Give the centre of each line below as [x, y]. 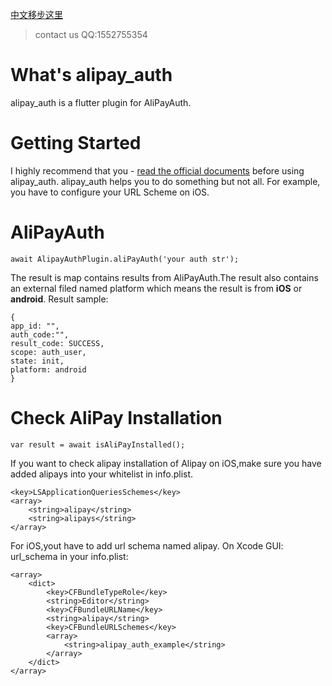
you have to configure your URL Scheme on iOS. [110, 192]
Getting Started [76, 143]
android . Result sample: [59, 299]
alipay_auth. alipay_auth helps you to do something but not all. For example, [165, 181]
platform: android [48, 369]
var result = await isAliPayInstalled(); [98, 444]
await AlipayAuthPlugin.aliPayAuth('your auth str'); [125, 259]
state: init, [37, 361]
